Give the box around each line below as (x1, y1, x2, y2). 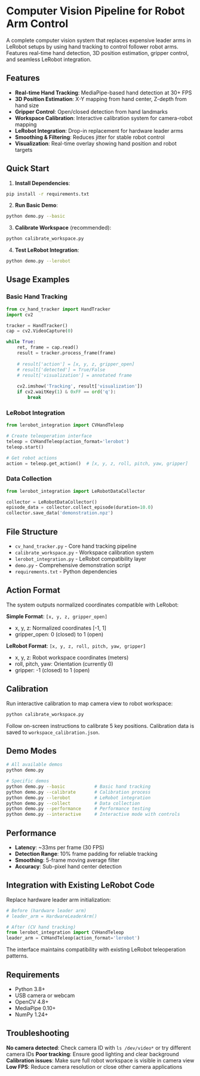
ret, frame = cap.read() (17, 345, 79, 350)
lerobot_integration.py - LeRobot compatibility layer (14, 555, 147, 563)
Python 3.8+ (14, 986, 46, 993)
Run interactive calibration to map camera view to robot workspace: (6, 700, 173, 707)
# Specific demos (6, 778, 50, 784)
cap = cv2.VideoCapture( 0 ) (6, 328, 73, 334)
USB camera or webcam (14, 992, 75, 999)
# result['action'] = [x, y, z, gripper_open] (17, 361, 135, 367)
